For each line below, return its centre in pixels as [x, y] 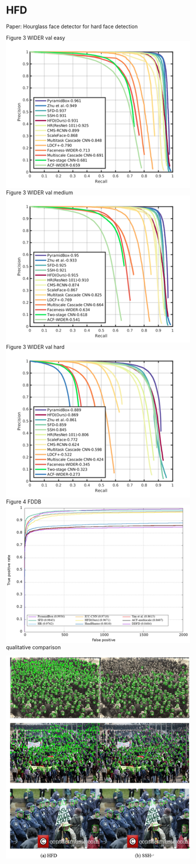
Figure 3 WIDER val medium [40, 192]
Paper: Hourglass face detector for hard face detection [72, 26]
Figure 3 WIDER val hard [36, 347]
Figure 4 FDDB [24, 502]
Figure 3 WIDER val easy [36, 37]
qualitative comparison [34, 647]
